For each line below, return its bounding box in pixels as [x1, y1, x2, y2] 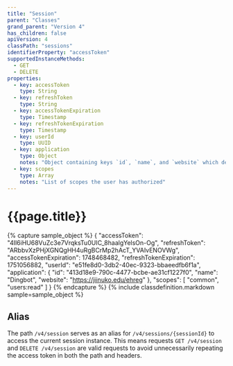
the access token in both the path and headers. [7, 351, 142, 360]
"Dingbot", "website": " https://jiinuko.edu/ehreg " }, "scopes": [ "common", [7, 276, 219, 284]
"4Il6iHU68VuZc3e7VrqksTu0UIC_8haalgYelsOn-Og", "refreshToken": [7, 239, 206, 247]
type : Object [19, 152, 58, 160]
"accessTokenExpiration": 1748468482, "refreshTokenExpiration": [7, 253, 196, 262]
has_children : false [7, 29, 67, 37]
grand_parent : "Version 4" [7, 23, 85, 30]
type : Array [19, 172, 54, 179]
